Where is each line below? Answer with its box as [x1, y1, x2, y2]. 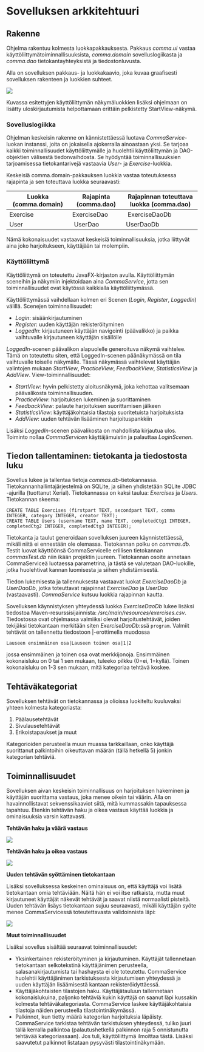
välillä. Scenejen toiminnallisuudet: [6, 302, 93, 310]
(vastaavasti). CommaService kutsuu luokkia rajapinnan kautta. [6, 591, 164, 599]
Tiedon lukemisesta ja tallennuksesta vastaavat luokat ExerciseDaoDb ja [6, 578, 187, 585]
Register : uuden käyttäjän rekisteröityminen [15, 321, 124, 328]
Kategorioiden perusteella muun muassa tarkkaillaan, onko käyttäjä [6, 741, 174, 748]
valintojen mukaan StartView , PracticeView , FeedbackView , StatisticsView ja [6, 364, 198, 372]
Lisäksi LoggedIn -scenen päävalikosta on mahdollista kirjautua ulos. [6, 427, 177, 434]
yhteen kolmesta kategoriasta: [6, 704, 82, 711]
